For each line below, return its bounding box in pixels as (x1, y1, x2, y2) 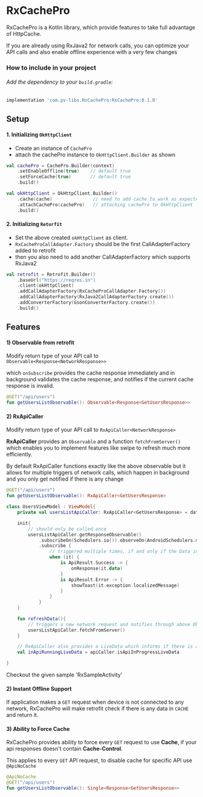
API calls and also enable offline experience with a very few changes (6, 48, 178, 55)
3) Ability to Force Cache (6, 725, 70, 732)
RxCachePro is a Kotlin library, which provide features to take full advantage (6, 24, 195, 31)
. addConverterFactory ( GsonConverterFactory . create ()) (17, 299, 155, 306)
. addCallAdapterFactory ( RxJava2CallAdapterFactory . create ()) (17, 294, 174, 300)
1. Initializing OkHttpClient (6, 131, 72, 138)
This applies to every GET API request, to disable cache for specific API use (6, 757, 192, 764)
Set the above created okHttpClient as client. (14, 234, 128, 241)
